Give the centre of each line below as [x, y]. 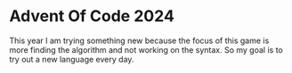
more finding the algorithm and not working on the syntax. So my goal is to [146, 49]
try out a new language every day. [72, 59]
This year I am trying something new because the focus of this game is [139, 40]
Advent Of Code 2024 [92, 16]
